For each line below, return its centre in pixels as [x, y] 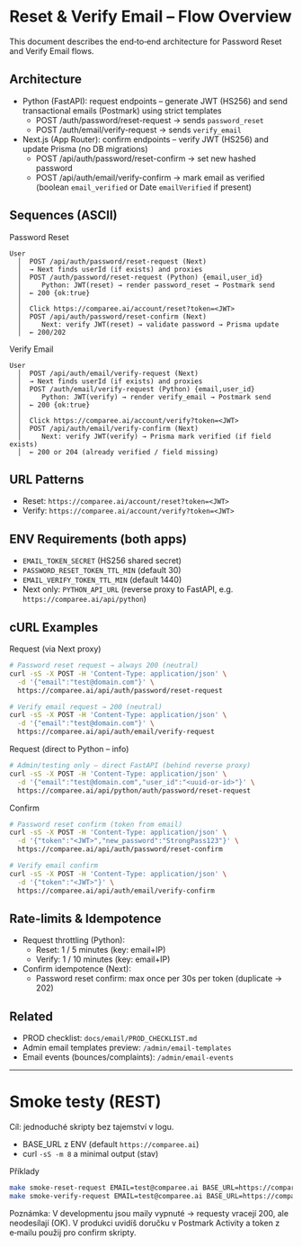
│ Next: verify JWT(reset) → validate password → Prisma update [148, 324]
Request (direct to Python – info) [69, 749]
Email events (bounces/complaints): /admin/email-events [128, 1057]
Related [31, 1016]
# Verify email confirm [54, 866]
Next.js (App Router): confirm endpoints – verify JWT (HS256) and [146, 139]
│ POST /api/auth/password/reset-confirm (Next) [112, 317]
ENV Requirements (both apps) [98, 538]
